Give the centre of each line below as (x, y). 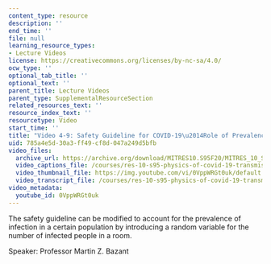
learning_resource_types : (52, 46)
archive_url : (38, 158)
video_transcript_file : (55, 181)
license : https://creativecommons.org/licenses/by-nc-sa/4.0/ (115, 61)
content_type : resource (48, 16)
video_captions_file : (52, 166)
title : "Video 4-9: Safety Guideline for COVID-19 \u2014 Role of (119, 135)
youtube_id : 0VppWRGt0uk (57, 195)
